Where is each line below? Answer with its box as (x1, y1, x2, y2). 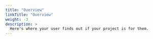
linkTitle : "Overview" (5, 12, 53, 17)
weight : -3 (5, 17, 28, 22)
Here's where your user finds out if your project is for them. (10, 26, 149, 31)
